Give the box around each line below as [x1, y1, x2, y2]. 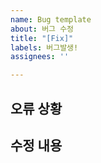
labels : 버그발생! [10, 42, 79, 53]
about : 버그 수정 [10, 24, 75, 34]
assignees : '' [10, 52, 70, 62]
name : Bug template [10, 14, 92, 25]
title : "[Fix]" [10, 33, 74, 43]
